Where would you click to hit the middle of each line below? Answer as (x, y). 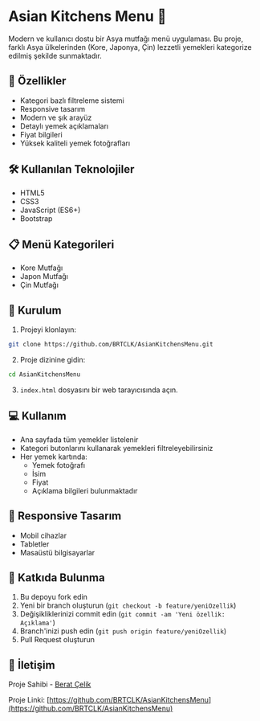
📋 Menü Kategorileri (61, 244)
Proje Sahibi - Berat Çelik (50, 684)
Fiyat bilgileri (41, 134)
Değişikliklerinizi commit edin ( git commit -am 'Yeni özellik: (122, 614)
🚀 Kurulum (35, 310)
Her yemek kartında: (54, 457)
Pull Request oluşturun (57, 640)
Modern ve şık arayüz (56, 117)
